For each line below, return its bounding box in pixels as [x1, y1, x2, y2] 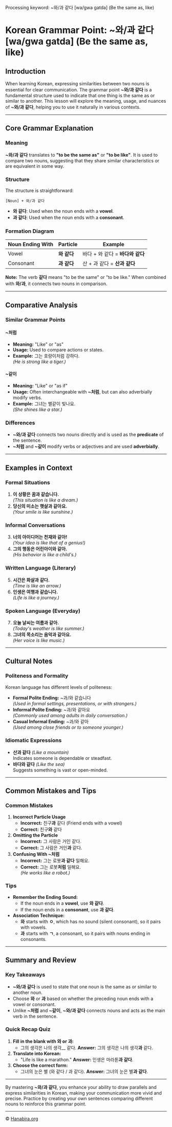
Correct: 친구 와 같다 [20, 826, 62, 832]
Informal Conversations [5, 521, 66, 529]
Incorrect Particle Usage [12, 814, 66, 820]
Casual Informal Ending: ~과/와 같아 [12, 718, 89, 724]
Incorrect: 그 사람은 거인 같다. [20, 838, 82, 844]
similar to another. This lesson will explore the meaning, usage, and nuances [5, 98, 166, 104]
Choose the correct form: [12, 1062, 68, 1068]
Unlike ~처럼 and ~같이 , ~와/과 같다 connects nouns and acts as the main [12, 1007, 165, 1013]
